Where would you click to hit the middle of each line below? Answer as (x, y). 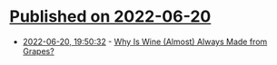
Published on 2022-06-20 (110, 17)
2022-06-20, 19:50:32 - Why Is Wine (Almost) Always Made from (145, 42)
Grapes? (38, 51)
